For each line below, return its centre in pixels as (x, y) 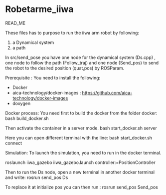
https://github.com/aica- (107, 92)
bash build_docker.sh (27, 118)
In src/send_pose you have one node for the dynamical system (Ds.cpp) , (81, 57)
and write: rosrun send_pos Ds (37, 177)
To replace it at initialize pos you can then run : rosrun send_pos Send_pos (82, 187)
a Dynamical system (33, 42)
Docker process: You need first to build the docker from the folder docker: (81, 113)
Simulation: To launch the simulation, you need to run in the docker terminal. (83, 152)
